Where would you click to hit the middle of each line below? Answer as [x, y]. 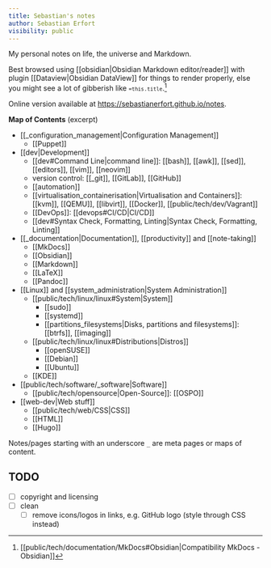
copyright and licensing [59, 496]
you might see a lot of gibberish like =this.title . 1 [88, 87]
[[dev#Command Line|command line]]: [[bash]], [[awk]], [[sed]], [139, 161]
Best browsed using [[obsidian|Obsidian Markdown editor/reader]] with [127, 70]
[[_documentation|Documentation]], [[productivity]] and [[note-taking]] [138, 239]
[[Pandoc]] [50, 282]
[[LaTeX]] [48, 273]
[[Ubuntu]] [62, 367]
